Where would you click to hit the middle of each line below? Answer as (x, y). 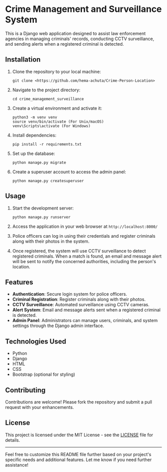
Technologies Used (36, 341)
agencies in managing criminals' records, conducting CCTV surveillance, (80, 39)
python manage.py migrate (39, 162)
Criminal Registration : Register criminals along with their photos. (79, 299)
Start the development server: (43, 208)
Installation (23, 60)
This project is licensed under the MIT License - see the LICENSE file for (79, 435)
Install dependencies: (34, 135)
